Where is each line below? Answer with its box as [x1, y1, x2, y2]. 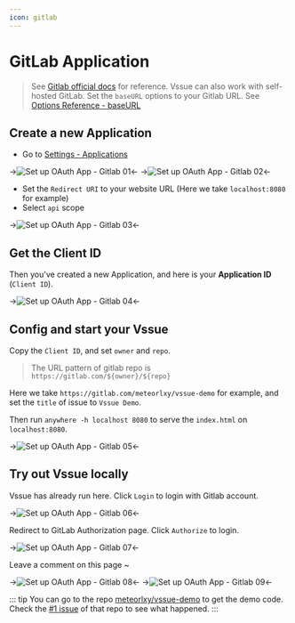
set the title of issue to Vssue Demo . [9, 397, 142, 408]
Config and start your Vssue [9, 321, 169, 336]
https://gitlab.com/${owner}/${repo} [30, 372, 171, 381]
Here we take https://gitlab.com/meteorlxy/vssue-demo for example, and [9, 388, 279, 398]
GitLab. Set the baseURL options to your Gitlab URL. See [58, 90, 260, 101]
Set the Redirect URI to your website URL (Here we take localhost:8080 [21, 183, 286, 194]
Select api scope [21, 202, 84, 214]
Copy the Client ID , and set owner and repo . [9, 345, 171, 356]
